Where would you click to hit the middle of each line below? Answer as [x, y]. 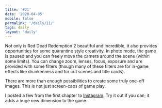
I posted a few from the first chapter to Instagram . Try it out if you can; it [77, 95]
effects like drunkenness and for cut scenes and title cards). [65, 71]
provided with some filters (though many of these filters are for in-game [77, 66]
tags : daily [17, 28]
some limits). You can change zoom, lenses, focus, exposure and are [74, 61]
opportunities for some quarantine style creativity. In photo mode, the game [81, 51]
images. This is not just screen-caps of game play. [55, 86]
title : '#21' [18, 9]
